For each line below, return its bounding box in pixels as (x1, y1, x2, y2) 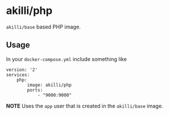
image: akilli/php (27, 82, 72, 88)
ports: (27, 87, 43, 93)
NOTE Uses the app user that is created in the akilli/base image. (6, 102, 164, 109)
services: (6, 71, 30, 78)
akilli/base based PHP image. (6, 23, 81, 30)
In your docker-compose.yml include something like (6, 55, 127, 62)
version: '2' (6, 67, 38, 73)
